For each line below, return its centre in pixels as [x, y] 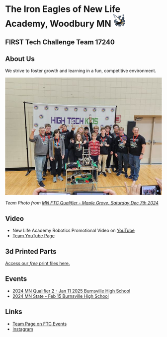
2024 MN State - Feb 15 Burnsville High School [61, 296]
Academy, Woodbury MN [58, 24]
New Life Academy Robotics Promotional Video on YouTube [74, 231]
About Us [20, 59]
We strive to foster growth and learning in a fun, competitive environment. [81, 71]
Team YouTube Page [33, 236]
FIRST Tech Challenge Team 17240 [60, 42]
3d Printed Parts [31, 251]
